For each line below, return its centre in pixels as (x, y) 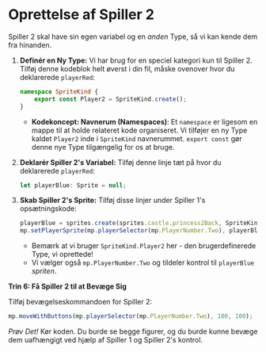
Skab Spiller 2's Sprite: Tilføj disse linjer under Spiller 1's (112, 201)
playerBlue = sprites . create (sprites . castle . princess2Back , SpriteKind (140, 224)
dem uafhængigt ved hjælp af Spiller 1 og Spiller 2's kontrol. (106, 340)
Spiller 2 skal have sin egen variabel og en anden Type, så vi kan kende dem (133, 36)
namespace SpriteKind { (59, 92)
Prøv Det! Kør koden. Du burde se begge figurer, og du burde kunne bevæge (133, 331)
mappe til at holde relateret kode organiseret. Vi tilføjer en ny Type (139, 130)
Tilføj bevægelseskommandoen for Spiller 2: (80, 302)
